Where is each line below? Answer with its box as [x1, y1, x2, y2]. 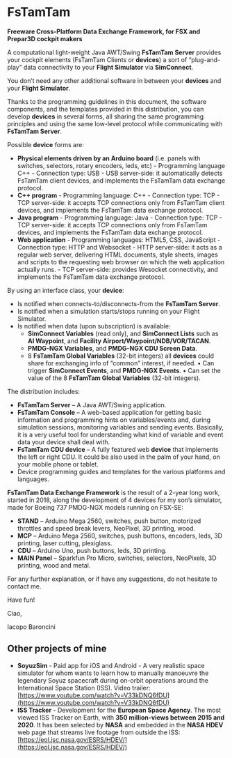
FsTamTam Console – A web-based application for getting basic [17, 408, 202, 416]
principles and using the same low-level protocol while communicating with [7, 119, 223, 128]
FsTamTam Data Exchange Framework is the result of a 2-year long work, [7, 488, 220, 497]
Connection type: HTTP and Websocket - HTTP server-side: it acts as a [17, 243, 222, 251]
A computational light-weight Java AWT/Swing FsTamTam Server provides [7, 48, 222, 56]
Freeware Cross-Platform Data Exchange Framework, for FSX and [7, 27, 201, 36]
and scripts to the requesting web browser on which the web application [17, 257, 225, 266]
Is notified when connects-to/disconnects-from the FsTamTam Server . [17, 299, 221, 308]
